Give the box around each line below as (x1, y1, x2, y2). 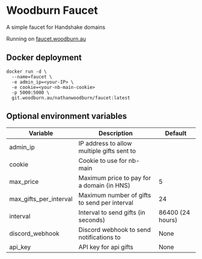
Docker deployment (6, 52, 82, 63)
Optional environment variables (6, 111, 127, 121)
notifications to (78, 233, 121, 241)
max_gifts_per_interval (9, 195, 73, 203)
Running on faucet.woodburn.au (6, 35, 86, 42)
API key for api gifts (78, 243, 133, 251)
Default (165, 129, 187, 137)
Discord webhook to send (78, 225, 151, 234)
